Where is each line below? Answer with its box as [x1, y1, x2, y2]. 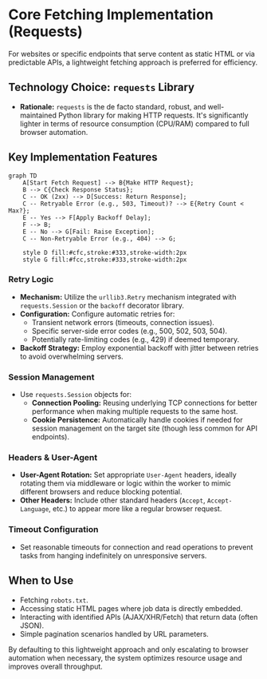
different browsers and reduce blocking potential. [19, 487, 183, 497]
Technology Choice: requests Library [8, 81, 195, 94]
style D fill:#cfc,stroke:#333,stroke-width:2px [22, 248, 187, 256]
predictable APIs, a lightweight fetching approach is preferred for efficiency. [8, 58, 258, 67]
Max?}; [8, 206, 30, 215]
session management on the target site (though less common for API [31, 423, 257, 433]
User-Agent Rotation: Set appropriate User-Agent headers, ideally [19, 470, 237, 480]
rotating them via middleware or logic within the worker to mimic [19, 478, 231, 488]
